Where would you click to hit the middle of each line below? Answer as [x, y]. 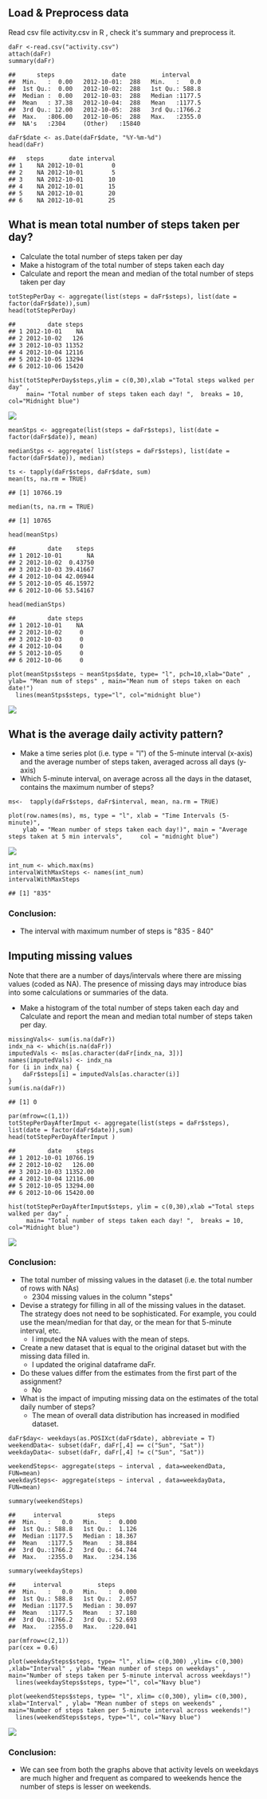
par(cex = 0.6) [33, 1648]
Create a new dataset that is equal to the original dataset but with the [133, 1347]
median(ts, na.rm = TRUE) [51, 507]
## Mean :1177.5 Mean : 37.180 [73, 1612]
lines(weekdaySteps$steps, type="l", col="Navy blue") [108, 1682]
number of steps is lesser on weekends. [85, 1787]
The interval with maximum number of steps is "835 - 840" [116, 931]
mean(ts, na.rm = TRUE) [48, 479]
